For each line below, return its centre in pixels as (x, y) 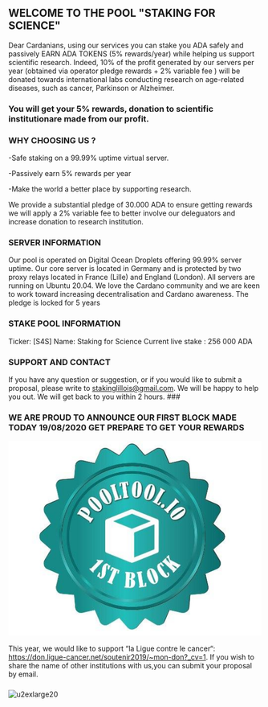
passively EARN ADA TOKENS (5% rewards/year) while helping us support (132, 53)
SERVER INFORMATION (55, 242)
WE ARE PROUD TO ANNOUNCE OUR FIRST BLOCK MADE (122, 417)
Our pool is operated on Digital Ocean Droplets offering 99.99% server (125, 260)
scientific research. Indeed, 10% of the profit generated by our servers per (131, 62)
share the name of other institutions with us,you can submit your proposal (130, 666)
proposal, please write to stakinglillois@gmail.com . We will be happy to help (134, 388)
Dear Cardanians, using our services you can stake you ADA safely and (126, 45)
